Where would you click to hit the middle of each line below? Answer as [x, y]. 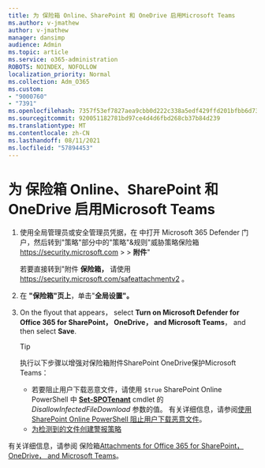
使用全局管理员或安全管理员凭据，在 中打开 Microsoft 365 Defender [130, 232]
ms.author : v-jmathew [44, 23]
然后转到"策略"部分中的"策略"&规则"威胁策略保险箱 [116, 243]
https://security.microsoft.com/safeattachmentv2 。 [104, 279]
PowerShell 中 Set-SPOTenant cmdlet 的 [97, 399]
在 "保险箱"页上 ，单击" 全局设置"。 [77, 296]
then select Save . [48, 331]
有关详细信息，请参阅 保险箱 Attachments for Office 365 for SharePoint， [126, 446]
